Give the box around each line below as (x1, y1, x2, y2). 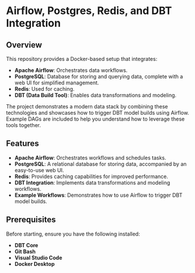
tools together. (6, 122, 41, 128)
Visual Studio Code (14, 254, 62, 261)
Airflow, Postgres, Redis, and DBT (6, 4, 172, 18)
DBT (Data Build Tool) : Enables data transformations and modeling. (14, 92, 177, 98)
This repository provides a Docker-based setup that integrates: (6, 56, 158, 62)
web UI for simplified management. (14, 79, 99, 86)
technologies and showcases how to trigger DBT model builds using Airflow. (6, 110, 190, 116)
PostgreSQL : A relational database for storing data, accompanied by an (14, 160, 187, 168)
